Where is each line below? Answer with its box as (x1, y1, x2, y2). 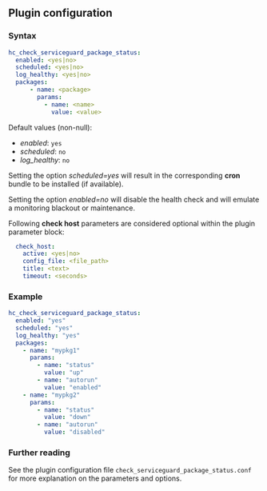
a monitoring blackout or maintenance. (8, 203, 136, 213)
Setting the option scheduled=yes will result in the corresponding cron (8, 170, 241, 180)
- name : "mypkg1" (22, 346, 81, 354)
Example (8, 291, 43, 302)
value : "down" (43, 413, 91, 421)
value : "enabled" (43, 383, 102, 391)
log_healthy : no (19, 155, 70, 165)
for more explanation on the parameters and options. (8, 473, 182, 483)
